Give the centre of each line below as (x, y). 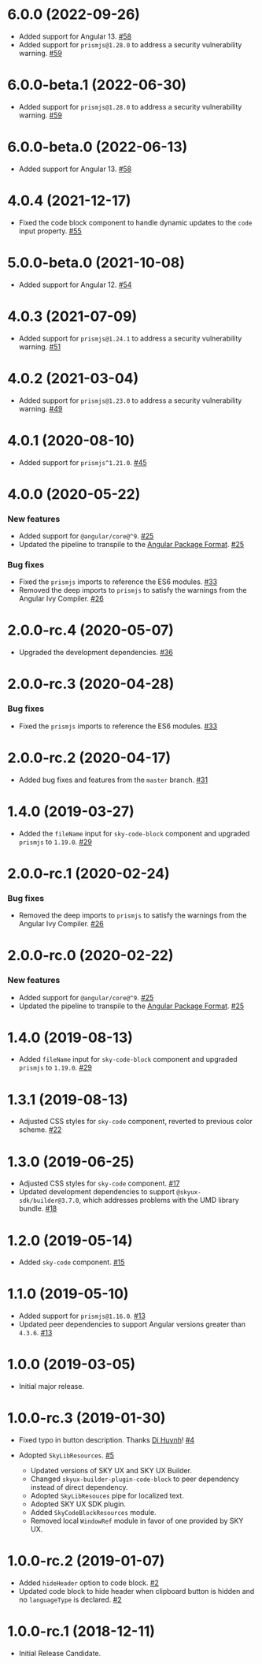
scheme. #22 (40, 1130)
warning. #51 (39, 346)
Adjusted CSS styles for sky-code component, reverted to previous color (136, 1122)
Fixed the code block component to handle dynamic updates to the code (135, 222)
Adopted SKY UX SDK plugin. (78, 1504)
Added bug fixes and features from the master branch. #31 (113, 780)
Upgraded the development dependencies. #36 (96, 653)
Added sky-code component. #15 (72, 1262)
